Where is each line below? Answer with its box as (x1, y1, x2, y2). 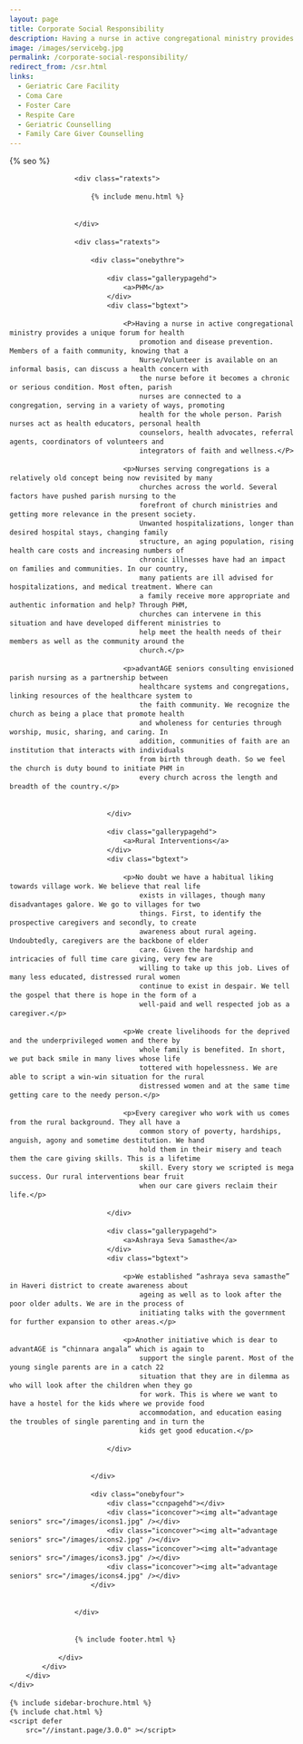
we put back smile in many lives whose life (9, 1054, 181, 1063)
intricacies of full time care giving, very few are (9, 955, 213, 964)
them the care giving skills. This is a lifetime (9, 1154, 201, 1163)
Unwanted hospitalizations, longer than (139, 519, 295, 528)
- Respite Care (17, 110, 75, 120)
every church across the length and (139, 773, 279, 782)
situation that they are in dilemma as (139, 1372, 290, 1381)
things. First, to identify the (139, 909, 261, 918)
